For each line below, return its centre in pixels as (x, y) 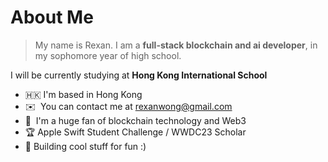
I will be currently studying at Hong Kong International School (139, 75)
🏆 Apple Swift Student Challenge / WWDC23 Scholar (135, 132)
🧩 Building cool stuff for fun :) (85, 146)
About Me (52, 17)
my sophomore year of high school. (108, 55)
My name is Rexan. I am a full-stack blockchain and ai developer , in (176, 45)
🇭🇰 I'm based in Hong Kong (83, 94)
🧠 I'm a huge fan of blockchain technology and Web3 (135, 120)
